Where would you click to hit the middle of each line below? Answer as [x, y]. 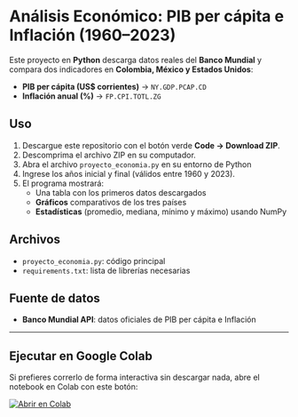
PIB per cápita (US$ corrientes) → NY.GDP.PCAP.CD [114, 86]
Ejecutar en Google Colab [81, 356]
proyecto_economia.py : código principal [94, 261]
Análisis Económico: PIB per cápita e [147, 16]
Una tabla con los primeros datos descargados [121, 192]
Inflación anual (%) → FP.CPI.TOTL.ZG [91, 96]
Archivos [35, 240]
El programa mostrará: [63, 183]
